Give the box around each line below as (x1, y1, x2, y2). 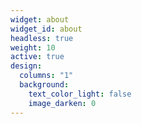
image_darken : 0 (28, 98, 97, 108)
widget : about (10, 14, 70, 25)
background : (19, 80, 70, 90)
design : (10, 61, 43, 71)
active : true (10, 52, 65, 62)
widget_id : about (10, 24, 83, 34)
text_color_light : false (28, 89, 132, 99)
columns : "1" (19, 71, 74, 81)
